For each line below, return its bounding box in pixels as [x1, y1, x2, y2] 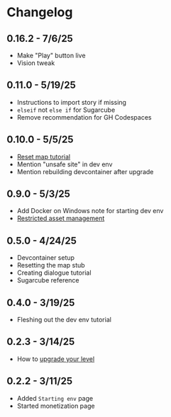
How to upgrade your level [16, 355, 95, 363]
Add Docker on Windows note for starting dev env [16, 207, 164, 215]
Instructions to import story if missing [16, 98, 127, 106]
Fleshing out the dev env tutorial [16, 316, 111, 324]
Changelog [6, 4, 73, 21]
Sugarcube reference [16, 276, 79, 285]
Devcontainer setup [16, 253, 75, 262]
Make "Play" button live [16, 51, 86, 59]
